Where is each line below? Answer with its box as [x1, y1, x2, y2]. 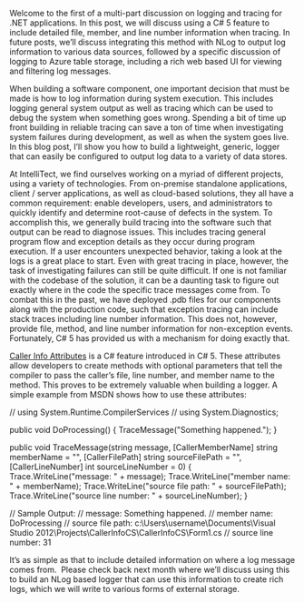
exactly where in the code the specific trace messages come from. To [9, 285, 270, 295]
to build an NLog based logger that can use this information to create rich [9, 574, 284, 585]
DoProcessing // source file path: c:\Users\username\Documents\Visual [9, 518, 276, 528]
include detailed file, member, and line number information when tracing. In [9, 27, 290, 37]
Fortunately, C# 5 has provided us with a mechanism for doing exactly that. [9, 333, 290, 344]
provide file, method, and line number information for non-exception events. [9, 323, 293, 334]
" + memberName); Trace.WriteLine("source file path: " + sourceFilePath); [9, 481, 287, 491]
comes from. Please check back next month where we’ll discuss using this [9, 564, 290, 575]
